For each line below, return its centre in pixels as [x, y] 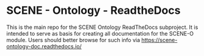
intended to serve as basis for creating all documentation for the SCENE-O [100, 33]
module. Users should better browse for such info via [73, 40]
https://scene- [159, 40]
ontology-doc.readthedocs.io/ [44, 46]
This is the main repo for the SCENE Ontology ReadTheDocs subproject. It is [102, 27]
